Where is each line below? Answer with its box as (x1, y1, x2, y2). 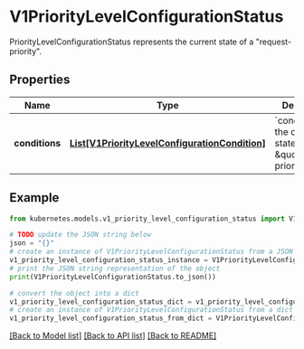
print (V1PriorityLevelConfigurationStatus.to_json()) (9, 272, 217, 281)
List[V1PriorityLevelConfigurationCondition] (69, 137, 266, 149)
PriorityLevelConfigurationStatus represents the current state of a (9, 36, 254, 47)
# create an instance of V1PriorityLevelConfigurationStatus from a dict (9, 306, 294, 315)
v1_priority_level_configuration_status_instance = (9, 256, 208, 265)
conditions (14, 137, 62, 149)
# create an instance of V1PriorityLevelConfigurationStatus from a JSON (9, 247, 294, 257)
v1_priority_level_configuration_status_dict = (9, 297, 193, 307)
